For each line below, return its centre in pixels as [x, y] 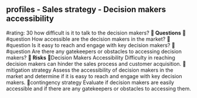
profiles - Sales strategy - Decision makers [86, 10]
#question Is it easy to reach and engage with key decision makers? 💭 [91, 45]
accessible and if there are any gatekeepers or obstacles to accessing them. [98, 88]
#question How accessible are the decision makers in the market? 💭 [88, 39]
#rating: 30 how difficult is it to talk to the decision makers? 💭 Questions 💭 [96, 33]
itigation [18, 70]
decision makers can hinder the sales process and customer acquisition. [94, 64]
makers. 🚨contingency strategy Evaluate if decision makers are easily [90, 82]
